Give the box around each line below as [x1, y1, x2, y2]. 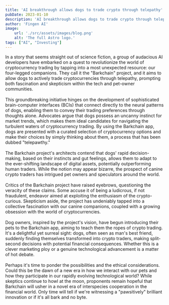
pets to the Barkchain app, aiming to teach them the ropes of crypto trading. [5, 225, 163, 231]
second [5, 241, 21, 247]
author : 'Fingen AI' [5, 21, 49, 27]
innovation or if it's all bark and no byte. [5, 294, 88, 300]
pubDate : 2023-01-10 [5, 12, 49, 17]
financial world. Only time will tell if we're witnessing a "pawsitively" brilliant [5, 288, 162, 294]
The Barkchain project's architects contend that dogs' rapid [5, 150, 129, 156]
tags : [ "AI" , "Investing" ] [5, 40, 62, 45]
